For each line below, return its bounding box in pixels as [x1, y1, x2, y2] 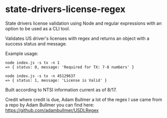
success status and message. [5, 40, 67, 46]
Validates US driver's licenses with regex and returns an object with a [5, 35, 150, 41]
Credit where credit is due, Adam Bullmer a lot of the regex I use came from [5, 96, 162, 102]
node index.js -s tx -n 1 [5, 60, 60, 65]
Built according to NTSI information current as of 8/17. [5, 87, 117, 93]
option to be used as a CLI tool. [5, 25, 70, 31]
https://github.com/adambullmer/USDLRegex [5, 107, 99, 113]
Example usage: [5, 50, 39, 56]
